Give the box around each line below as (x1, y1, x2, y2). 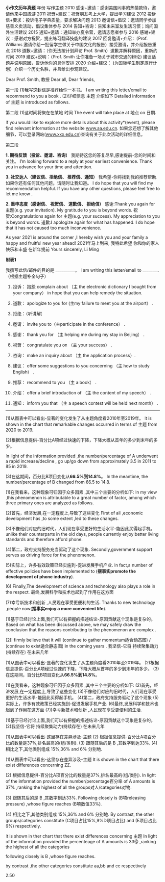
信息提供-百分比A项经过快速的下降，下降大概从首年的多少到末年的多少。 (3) (5, 666, 159, 672)
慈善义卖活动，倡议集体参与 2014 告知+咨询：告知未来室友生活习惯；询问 (5, 23, 154, 29)
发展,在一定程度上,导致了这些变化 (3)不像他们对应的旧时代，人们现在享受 (9, 689, 157, 694)
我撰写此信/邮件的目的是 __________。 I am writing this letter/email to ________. (5, 267, 160, 273)
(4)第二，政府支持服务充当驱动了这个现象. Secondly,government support (5, 546, 153, 552)
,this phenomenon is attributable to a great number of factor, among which (5, 495, 156, 500)
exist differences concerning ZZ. (5, 762, 71, 768)
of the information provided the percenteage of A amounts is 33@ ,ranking (5, 839, 156, 844)
